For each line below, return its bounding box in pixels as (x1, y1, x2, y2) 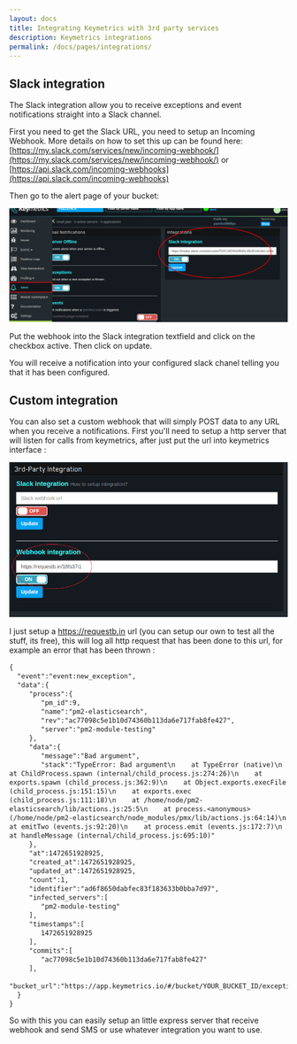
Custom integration (9, 392, 118, 407)
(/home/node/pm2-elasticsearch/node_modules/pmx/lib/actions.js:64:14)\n (9, 813, 287, 823)
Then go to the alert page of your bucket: (9, 190, 159, 201)
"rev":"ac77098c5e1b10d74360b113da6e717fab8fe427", (41, 715, 236, 725)
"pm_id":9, (41, 698, 81, 708)
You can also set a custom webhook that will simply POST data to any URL (9, 416, 280, 427)
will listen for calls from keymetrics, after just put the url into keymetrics (9, 435, 270, 446)
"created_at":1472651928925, (28, 857, 137, 867)
